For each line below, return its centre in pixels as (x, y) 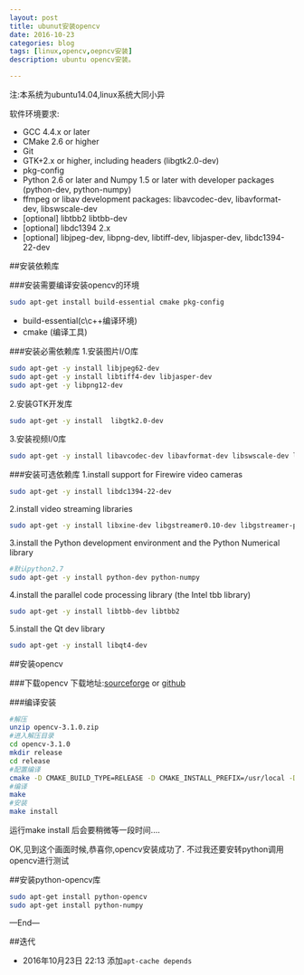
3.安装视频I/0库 (38, 439)
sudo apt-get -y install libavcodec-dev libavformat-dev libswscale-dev (149, 456)
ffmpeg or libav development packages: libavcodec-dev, (128, 199)
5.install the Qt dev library (57, 629)
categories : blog (42, 43)
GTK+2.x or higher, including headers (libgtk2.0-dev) (121, 161)
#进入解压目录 (32, 736)
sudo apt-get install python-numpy (76, 905)
